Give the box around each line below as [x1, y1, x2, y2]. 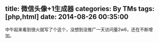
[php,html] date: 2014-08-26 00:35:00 [5, 13, 129, 21]
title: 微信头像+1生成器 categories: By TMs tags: [5, 4, 155, 13]
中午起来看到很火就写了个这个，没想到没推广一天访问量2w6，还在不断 [5, 26, 149, 32]
